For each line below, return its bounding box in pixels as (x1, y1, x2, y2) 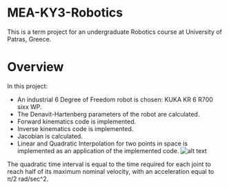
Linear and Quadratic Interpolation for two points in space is (17, 139, 188, 148)
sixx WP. (17, 102, 43, 111)
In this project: (7, 81, 48, 90)
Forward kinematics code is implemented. (17, 117, 137, 126)
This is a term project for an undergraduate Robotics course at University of (7, 28, 223, 36)
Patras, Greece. (7, 34, 52, 43)
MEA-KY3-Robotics (7, 5, 123, 21)
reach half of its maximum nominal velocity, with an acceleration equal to (7, 167, 215, 175)
